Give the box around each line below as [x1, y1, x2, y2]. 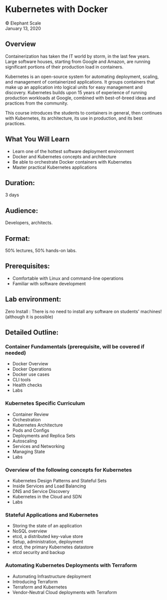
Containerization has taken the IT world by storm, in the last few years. [5, 53, 151, 59]
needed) [5, 349, 26, 356]
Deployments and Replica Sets [12, 432, 76, 438]
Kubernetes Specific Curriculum [5, 400, 85, 407]
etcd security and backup [12, 549, 65, 555]
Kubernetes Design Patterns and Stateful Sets [12, 477, 107, 483]
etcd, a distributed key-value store [12, 533, 83, 539]
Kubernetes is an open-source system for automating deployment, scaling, [5, 74, 159, 80]
